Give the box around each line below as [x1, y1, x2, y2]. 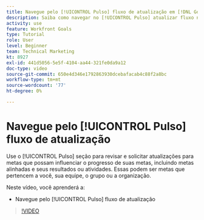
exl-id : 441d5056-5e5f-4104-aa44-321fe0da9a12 [6, 60, 126, 66]
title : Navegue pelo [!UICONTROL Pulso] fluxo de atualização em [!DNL [6, 9, 191, 15]
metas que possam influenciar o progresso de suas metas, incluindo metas [6, 159, 194, 166]
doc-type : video [6, 65, 47, 72]
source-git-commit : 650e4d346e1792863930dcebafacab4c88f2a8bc [6, 71, 167, 77]
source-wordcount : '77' [6, 83, 67, 89]
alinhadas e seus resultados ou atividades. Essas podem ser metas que [6, 165, 185, 173]
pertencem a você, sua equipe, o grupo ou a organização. [6, 171, 152, 179]
